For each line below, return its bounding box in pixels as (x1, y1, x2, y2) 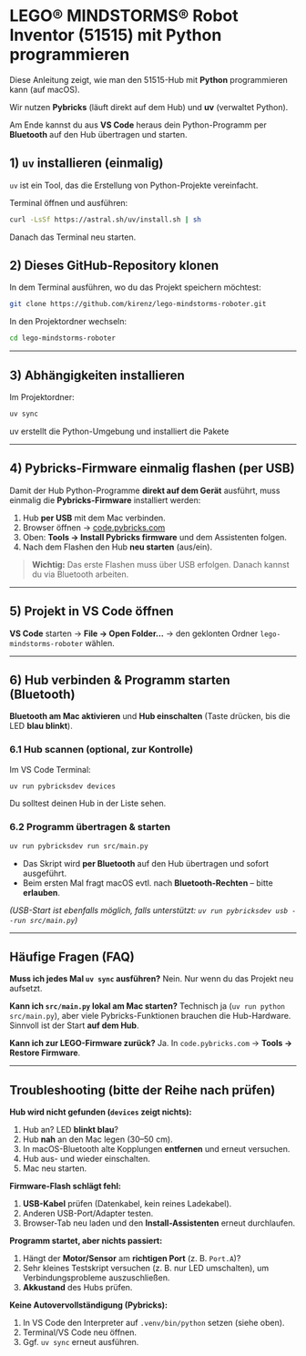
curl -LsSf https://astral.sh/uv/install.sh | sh (9, 215, 202, 224)
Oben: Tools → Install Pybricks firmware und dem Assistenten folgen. (22, 531, 287, 542)
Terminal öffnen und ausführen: (9, 197, 128, 208)
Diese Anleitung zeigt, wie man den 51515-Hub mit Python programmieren (9, 74, 289, 85)
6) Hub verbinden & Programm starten (9, 672, 230, 688)
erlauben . (22, 887, 61, 898)
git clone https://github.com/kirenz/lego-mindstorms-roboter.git (9, 300, 267, 309)
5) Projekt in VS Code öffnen (9, 603, 175, 620)
